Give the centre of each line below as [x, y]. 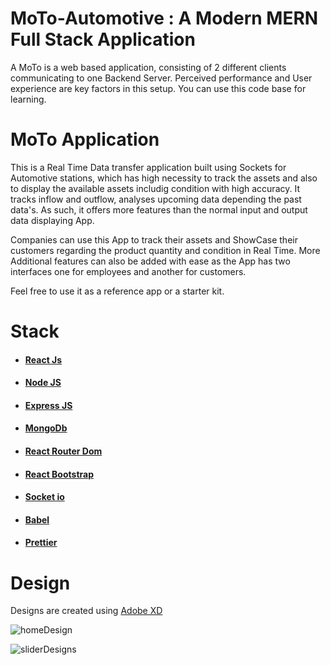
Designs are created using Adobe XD [86, 611]
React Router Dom [63, 451]
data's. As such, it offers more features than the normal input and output [159, 209]
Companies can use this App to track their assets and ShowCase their [154, 239]
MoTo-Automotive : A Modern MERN [164, 18]
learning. [28, 99]
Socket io [44, 497]
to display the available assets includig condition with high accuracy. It [155, 188]
